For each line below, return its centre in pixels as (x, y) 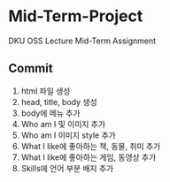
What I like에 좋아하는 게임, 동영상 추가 (89, 157)
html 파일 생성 (46, 91)
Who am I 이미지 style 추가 (68, 135)
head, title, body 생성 (59, 102)
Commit (31, 68)
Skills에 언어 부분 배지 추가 (67, 168)
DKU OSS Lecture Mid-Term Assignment (82, 41)
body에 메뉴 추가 (50, 113)
